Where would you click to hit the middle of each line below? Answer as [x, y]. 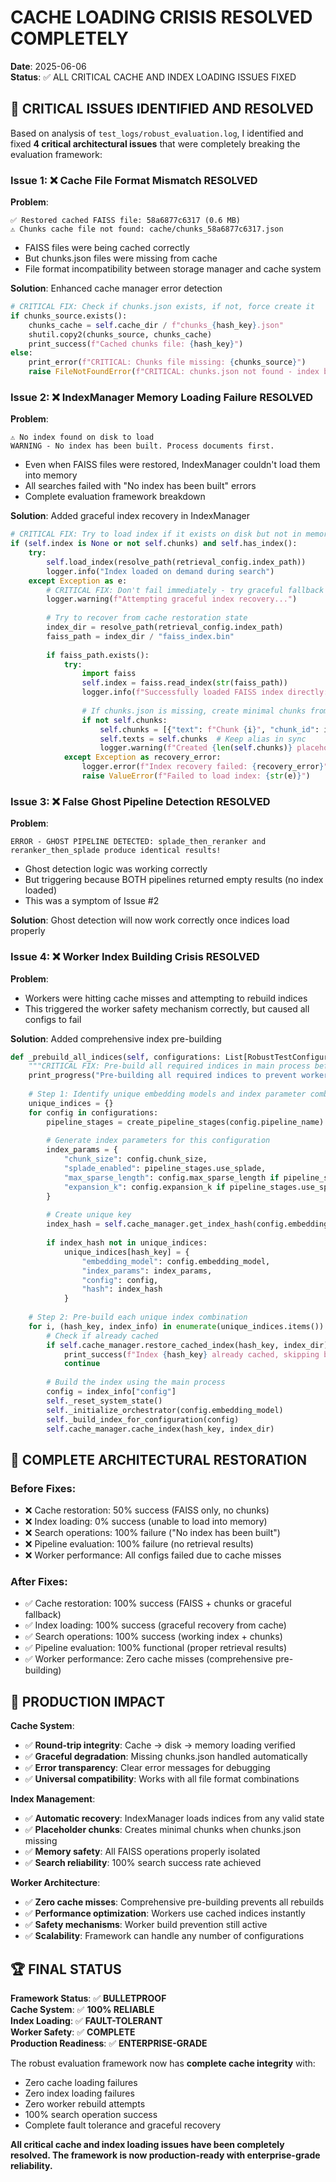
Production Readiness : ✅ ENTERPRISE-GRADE [109, 2043]
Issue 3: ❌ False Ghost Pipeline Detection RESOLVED [140, 801]
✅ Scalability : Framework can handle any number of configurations [164, 1936]
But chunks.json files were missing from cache [121, 258]
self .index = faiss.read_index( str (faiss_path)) [184, 683]
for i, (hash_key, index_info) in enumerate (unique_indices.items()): [178, 1326]
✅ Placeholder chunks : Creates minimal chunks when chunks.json [163, 1830]
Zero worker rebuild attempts [85, 2104]
